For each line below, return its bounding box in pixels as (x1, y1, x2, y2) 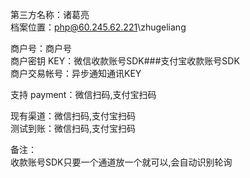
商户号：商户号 (10, 43, 72, 54)
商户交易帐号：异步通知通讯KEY (10, 68, 142, 79)
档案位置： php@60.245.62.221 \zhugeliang (10, 21, 187, 33)
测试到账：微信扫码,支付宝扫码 (10, 123, 137, 134)
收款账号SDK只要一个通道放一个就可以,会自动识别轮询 (10, 156, 233, 168)
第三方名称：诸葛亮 (10, 9, 90, 20)
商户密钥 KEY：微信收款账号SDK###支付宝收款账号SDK (10, 55, 240, 67)
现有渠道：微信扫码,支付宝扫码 (10, 110, 137, 122)
